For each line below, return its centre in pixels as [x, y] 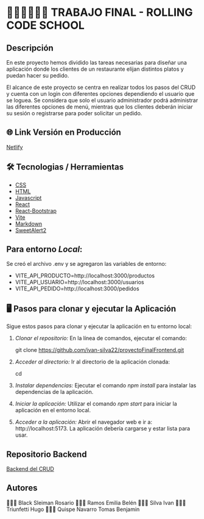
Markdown [29, 224]
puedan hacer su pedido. [38, 75]
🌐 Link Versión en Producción [64, 133]
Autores [22, 488]
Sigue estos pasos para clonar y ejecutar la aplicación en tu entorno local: [99, 326]
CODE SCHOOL [46, 25]
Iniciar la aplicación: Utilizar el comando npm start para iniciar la [96, 404]
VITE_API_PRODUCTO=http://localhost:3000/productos [85, 276]
